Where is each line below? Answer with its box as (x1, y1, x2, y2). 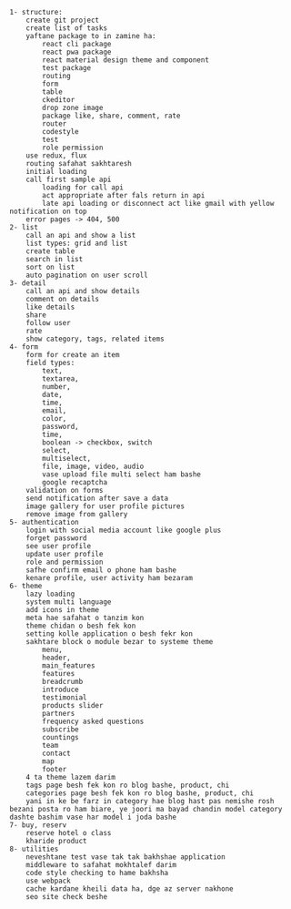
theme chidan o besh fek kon (25, 621, 136, 630)
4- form (9, 342, 39, 352)
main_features (42, 661, 95, 670)
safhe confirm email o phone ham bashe (25, 566, 177, 575)
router (42, 119, 67, 128)
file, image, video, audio (42, 462, 145, 471)
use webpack (25, 876, 71, 885)
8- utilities (9, 844, 59, 853)
